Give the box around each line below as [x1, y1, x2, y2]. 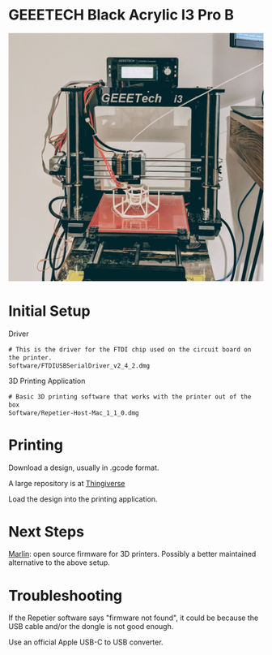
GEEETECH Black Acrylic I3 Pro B [8, 6, 235, 24]
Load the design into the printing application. [8, 493, 158, 504]
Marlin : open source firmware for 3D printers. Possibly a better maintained [8, 549, 257, 559]
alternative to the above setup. [8, 558, 111, 567]
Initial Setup [8, 302, 91, 320]
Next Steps [8, 522, 85, 541]
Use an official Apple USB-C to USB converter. [8, 637, 164, 647]
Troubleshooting [8, 586, 123, 605]
